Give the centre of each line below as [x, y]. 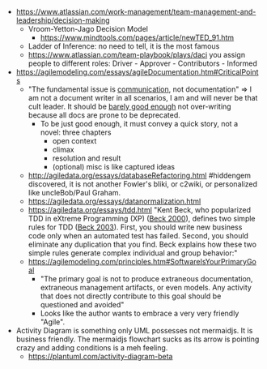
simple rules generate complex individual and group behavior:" [133, 253]
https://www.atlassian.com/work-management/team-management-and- [136, 12]
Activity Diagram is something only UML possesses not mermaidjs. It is [134, 330]
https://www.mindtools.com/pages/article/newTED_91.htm [137, 37]
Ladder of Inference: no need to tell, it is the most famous [124, 46]
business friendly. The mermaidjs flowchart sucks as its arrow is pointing [138, 339]
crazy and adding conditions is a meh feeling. [92, 348]
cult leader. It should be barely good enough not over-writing [130, 106]
